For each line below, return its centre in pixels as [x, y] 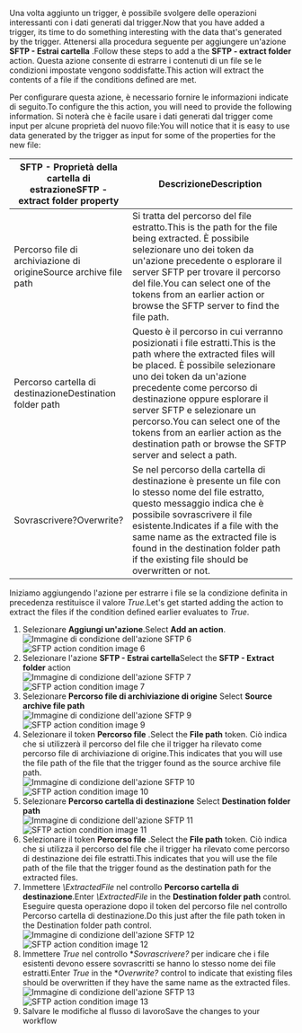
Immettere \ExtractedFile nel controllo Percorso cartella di [131, 887]
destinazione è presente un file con [206, 481]
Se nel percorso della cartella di [199, 469]
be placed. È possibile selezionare [204, 365]
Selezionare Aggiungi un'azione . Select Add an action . [124, 629]
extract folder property [69, 201]
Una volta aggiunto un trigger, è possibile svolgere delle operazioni [133, 13]
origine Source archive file [68, 272]
